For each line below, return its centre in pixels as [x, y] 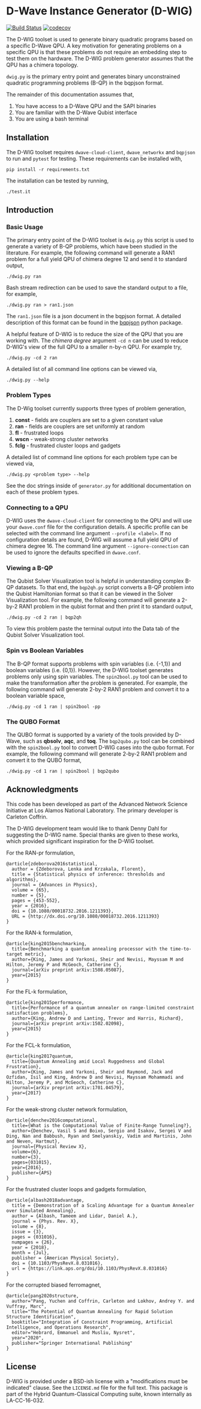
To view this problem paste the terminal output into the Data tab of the [93, 629]
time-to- [181, 949]
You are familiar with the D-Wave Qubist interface [76, 112]
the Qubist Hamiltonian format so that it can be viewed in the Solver [90, 594]
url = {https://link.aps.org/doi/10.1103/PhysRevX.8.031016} [90, 1268]
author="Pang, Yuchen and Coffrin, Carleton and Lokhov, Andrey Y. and [103, 1301]
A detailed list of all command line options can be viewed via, [82, 369]
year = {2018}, [31, 1247]
